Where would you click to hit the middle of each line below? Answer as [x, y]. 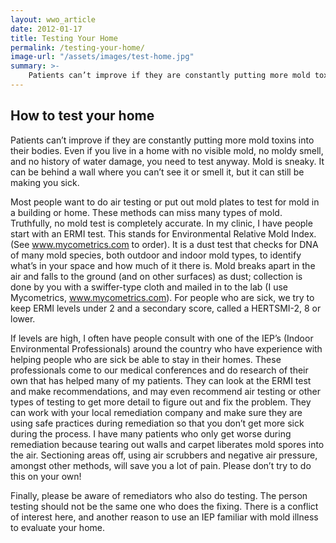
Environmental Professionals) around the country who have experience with [166, 348]
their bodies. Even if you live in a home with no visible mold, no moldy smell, [167, 150]
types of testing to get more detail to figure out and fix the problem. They [161, 402]
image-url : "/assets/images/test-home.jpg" [102, 57]
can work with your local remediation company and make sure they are [156, 412]
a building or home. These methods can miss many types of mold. [146, 212]
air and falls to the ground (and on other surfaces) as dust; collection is [156, 276]
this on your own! [46, 476]
